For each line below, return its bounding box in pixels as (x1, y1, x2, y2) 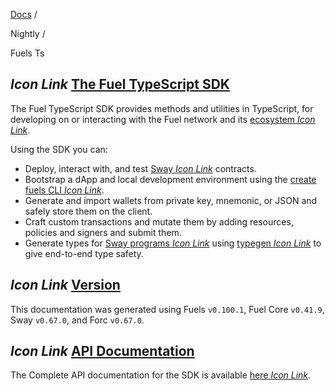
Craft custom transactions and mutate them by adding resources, (24, 215, 294, 228)
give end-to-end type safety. (24, 247, 144, 259)
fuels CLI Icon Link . (24, 184, 105, 196)
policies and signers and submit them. (24, 226, 182, 238)
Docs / (10, 9, 38, 20)
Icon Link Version (10, 277, 121, 294)
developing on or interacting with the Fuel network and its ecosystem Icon (10, 113, 316, 125)
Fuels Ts (10, 47, 45, 59)
